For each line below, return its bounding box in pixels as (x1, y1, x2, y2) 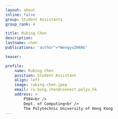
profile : (5, 63, 24, 69)
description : (5, 36, 33, 41)
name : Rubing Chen (14, 68, 54, 73)
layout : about (5, 7, 36, 13)
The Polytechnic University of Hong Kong (23, 106, 113, 111)
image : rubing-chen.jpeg (14, 82, 67, 87)
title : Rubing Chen (5, 31, 47, 36)
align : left (14, 77, 40, 83)
